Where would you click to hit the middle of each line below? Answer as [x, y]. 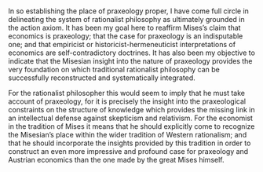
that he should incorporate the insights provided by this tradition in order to [130, 143]
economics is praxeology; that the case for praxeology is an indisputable [126, 36]
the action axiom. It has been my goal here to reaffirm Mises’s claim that [124, 27]
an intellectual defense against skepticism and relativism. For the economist [131, 118]
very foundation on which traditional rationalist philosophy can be [114, 69]
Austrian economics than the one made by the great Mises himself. [117, 159]
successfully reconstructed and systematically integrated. [102, 78]
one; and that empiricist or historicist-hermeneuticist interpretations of [122, 44]
